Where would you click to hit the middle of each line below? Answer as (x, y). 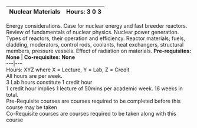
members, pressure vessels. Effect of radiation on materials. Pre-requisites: (99, 51)
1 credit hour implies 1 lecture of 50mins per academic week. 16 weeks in (94, 88)
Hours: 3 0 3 (84, 12)
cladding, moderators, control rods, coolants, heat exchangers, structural (95, 45)
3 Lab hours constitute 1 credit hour (49, 82)
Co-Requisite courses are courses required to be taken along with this (91, 114)
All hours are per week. (35, 76)
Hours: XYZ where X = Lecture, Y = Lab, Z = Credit (68, 70)
